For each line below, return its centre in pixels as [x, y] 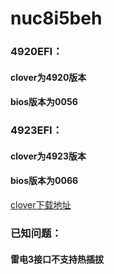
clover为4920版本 [48, 77]
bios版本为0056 [44, 102]
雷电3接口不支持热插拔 [57, 259]
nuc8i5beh [56, 18]
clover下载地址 [41, 205]
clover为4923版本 [48, 156]
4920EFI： [36, 52]
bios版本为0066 [44, 181]
